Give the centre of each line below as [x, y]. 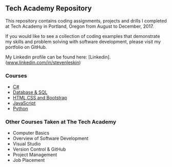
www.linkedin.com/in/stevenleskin [43, 62]
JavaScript [24, 103]
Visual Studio [27, 144]
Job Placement [29, 160]
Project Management [35, 155]
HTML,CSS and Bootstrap [40, 98]
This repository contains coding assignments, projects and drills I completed [86, 20]
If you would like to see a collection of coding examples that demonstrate [83, 36]
